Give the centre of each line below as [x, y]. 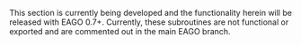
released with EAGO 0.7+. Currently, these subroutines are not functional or [149, 22]
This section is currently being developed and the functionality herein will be [150, 13]
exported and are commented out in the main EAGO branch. [120, 31]
